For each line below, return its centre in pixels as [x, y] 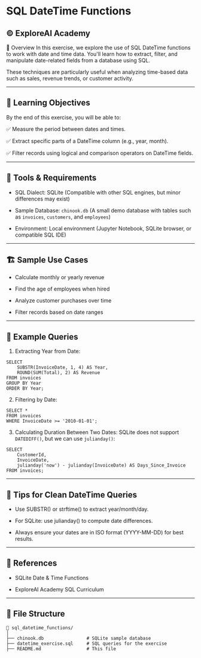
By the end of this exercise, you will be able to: [64, 117]
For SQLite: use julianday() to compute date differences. [84, 521]
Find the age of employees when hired [62, 289]
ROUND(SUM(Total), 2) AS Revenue [59, 373]
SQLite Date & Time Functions [51, 578]
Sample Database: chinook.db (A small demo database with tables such [103, 210]
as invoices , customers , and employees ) [63, 217]
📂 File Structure [36, 614]
